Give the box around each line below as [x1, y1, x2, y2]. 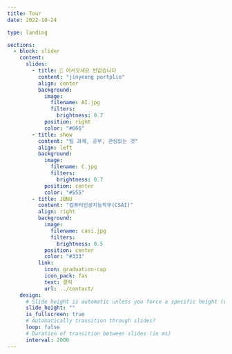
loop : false [25, 324, 60, 331]
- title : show [32, 131, 72, 138]
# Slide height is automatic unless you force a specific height [25, 298, 217, 305]
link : [37, 259, 54, 266]
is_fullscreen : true [25, 311, 85, 318]
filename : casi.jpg [50, 227, 107, 235]
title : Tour [7, 10, 41, 17]
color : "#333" [43, 253, 85, 260]
